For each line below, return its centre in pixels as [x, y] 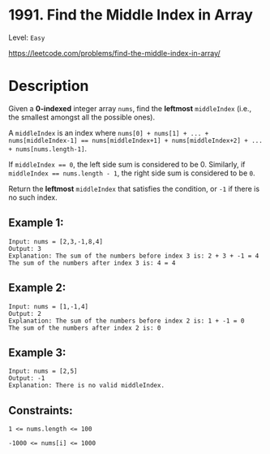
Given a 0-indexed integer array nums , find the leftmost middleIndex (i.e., [130, 108]
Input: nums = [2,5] [43, 371]
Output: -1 [27, 378]
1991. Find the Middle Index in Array [131, 15]
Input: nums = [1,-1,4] [49, 306]
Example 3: [37, 352]
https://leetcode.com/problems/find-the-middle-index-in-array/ [114, 53]
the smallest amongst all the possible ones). [82, 117]
